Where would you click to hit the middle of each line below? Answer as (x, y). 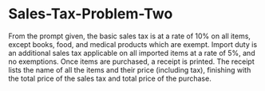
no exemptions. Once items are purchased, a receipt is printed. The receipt (132, 61)
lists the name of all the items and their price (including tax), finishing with (130, 69)
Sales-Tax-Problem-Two (91, 14)
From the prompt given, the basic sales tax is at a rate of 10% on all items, (130, 36)
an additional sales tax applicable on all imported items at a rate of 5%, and (132, 53)
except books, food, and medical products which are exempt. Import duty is (133, 44)
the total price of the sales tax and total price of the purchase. (110, 78)
